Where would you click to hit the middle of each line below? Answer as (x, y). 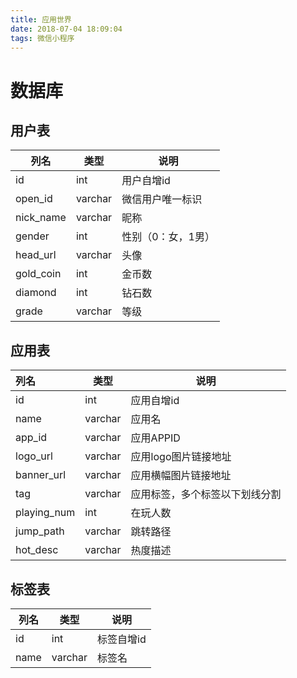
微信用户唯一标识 (162, 199)
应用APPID (155, 438)
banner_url (41, 475)
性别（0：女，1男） (168, 237)
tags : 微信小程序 (42, 38)
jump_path (40, 531)
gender (32, 236)
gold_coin (38, 274)
